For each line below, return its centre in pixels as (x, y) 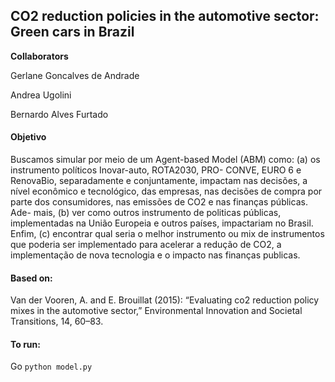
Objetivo (28, 137)
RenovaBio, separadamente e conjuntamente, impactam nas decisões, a (159, 181)
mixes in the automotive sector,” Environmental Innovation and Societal (156, 311)
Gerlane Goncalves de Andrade (75, 75)
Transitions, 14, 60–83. (57, 321)
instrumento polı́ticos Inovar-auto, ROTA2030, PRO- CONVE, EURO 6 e (156, 170)
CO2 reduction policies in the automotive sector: (165, 16)
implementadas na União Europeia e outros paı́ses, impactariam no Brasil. (162, 223)
